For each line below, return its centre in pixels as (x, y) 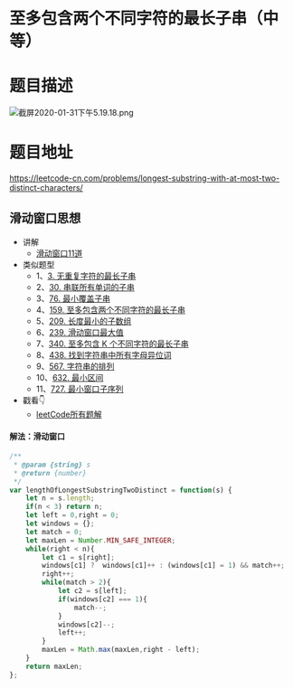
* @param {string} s (52, 465)
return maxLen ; (54, 666)
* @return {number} (50, 473)
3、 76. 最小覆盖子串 (73, 298)
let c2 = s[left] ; (92, 591)
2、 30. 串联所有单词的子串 (85, 287)
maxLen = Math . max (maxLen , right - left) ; (121, 650)
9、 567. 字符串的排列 (75, 366)
